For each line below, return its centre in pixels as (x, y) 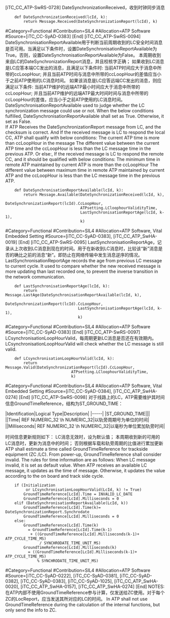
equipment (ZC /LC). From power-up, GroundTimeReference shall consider (83, 454)
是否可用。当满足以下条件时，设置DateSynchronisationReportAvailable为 (81, 49)
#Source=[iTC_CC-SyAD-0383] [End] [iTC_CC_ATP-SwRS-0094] (73, 36)
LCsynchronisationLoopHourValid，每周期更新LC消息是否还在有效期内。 (81, 338)
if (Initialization (35, 485)
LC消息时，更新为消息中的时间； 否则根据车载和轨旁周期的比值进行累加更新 (84, 443)
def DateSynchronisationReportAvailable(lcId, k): (69, 190)
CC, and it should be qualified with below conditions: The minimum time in (83, 159)
